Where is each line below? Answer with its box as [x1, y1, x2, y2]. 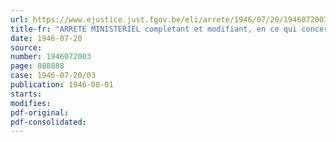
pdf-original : [10, 107, 70, 118]
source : [10, 42, 43, 53]
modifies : [10, 98, 52, 108]
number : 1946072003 [10, 52, 92, 62]
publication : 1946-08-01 [10, 80, 114, 90]
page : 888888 [10, 61, 65, 71]
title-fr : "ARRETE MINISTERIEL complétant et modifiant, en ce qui [10, 24, 298, 34]
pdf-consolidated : [10, 117, 87, 127]
